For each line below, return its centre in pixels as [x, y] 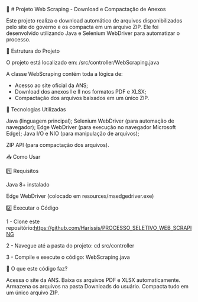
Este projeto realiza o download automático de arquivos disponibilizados [94, 20]
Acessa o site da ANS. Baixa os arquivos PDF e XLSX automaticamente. [93, 280]
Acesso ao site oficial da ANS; [51, 85]
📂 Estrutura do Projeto [33, 51]
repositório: [20, 228]
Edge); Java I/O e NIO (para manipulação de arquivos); [73, 134]
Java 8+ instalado [28, 184]
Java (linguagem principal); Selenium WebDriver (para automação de [90, 121]
